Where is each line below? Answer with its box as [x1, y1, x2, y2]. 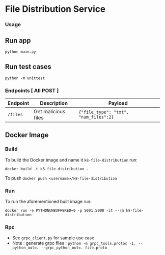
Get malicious [33, 108, 65, 115]
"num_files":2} [78, 114, 114, 120]
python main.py [5, 49, 36, 54]
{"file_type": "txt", [78, 109, 129, 115]
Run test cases [5, 63, 52, 71]
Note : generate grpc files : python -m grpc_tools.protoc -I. [12, 240, 137, 246]
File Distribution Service [5, 3, 106, 15]
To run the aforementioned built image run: [5, 198, 92, 205]
